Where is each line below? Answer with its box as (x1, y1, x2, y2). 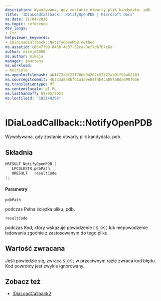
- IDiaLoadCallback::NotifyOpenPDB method (5, 40, 95, 45)
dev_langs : (5, 26, 28, 31)
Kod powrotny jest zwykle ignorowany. (5, 263, 85, 269)
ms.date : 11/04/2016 (5, 16, 48, 21)
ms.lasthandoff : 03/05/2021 (5, 91, 64, 96)
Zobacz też (5, 277, 41, 285)
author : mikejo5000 (5, 49, 46, 54)
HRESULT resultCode (11, 170, 57, 175)
